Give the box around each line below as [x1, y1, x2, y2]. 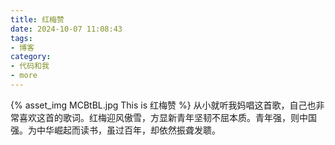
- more [10, 71, 38, 81]
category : [10, 52, 52, 62]
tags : [10, 33, 33, 43]
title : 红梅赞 [10, 14, 65, 25]
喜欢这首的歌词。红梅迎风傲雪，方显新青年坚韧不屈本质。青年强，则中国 [18, 111, 317, 123]
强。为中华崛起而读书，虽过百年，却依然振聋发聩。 [10, 124, 221, 136]
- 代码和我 [10, 61, 50, 71]
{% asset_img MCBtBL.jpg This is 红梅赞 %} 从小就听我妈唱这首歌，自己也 [10, 99, 317, 111]
